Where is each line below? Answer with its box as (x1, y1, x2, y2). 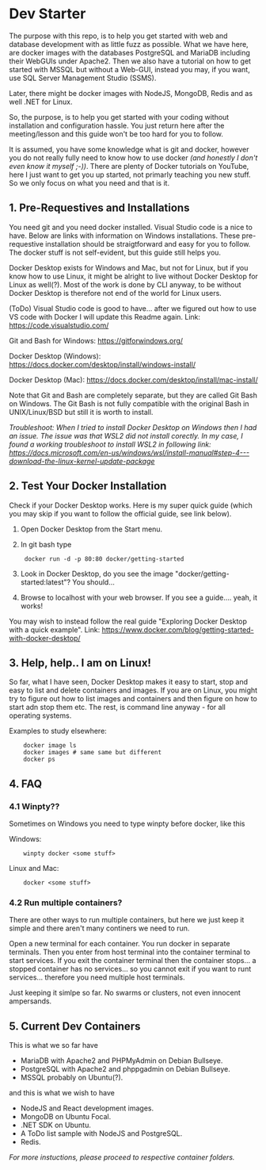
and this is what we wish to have (9, 1088, 116, 1098)
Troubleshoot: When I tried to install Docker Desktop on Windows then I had (9, 422, 257, 432)
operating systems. (9, 711, 72, 720)
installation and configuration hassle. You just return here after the (9, 121, 225, 130)
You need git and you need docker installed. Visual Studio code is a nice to (9, 222, 253, 232)
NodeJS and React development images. (20, 1103, 154, 1113)
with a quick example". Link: (9, 624, 101, 635)
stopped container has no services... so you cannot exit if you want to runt (9, 965, 252, 974)
